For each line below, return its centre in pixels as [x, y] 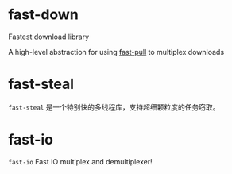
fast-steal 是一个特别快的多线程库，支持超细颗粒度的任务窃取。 [114, 107]
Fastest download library [49, 37]
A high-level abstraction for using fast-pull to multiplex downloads [116, 52]
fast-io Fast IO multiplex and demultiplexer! [80, 161]
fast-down [44, 15]
